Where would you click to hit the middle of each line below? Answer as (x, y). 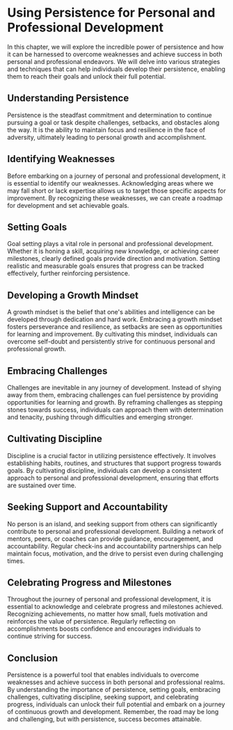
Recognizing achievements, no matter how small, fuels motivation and (107, 614)
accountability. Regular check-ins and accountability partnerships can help (114, 546)
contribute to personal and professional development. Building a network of (115, 531)
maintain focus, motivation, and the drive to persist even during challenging (115, 553)
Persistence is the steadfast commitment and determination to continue (110, 115)
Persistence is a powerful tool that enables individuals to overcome (103, 675)
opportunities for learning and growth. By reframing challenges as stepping (115, 402)
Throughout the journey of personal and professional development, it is (109, 599)
